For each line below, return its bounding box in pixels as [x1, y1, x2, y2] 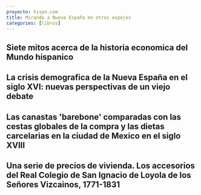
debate [6, 91, 34, 101]
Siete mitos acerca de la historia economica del [6, 42, 188, 53]
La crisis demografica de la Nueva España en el [6, 72, 188, 83]
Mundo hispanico [6, 52, 74, 62]
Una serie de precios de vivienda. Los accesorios [6, 161, 196, 171]
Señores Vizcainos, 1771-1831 [6, 179, 120, 190]
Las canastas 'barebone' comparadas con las [6, 112, 182, 122]
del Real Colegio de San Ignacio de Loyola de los [6, 170, 192, 180]
